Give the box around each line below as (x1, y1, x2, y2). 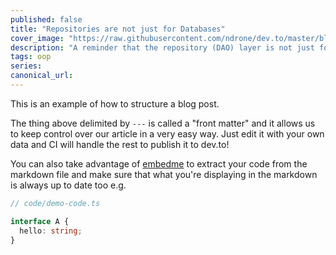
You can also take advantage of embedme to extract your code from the (10, 157, 308, 170)
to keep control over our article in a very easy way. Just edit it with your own (10, 127, 325, 140)
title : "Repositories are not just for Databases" (10, 24, 226, 34)
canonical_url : (10, 71, 74, 81)
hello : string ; (19, 226, 83, 236)
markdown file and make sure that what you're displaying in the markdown (10, 168, 318, 180)
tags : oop (10, 52, 52, 62)
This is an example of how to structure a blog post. (10, 97, 220, 110)
